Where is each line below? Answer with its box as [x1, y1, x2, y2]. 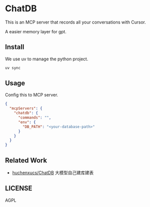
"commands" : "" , [18, 115, 51, 120]
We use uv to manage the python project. [5, 56, 88, 62]
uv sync [5, 65, 21, 70]
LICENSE [5, 184, 33, 193]
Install [5, 43, 24, 52]
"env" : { [18, 120, 36, 125]
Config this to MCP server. [5, 92, 59, 98]
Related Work [5, 156, 47, 164]
